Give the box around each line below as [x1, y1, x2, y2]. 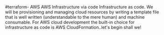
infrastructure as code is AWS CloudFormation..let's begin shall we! [5, 24, 141, 30]
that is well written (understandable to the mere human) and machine [5, 14, 145, 20]
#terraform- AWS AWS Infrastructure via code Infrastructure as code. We [5, 4, 153, 10]
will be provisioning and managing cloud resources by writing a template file [5, 9, 160, 15]
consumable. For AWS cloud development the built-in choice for [5, 19, 135, 25]
